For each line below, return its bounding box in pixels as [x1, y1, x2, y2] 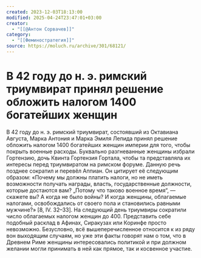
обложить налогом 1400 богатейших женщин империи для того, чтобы [6, 141, 191, 148]
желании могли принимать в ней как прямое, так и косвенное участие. [6, 245, 192, 252]
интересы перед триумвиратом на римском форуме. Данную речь [6, 160, 181, 168]
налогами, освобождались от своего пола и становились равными [6, 199, 181, 207]
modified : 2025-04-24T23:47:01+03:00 [6, 15, 102, 21]
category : [6, 32, 32, 38]
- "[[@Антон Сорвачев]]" [12, 26, 75, 32]
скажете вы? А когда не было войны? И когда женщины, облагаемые [6, 193, 186, 200]
